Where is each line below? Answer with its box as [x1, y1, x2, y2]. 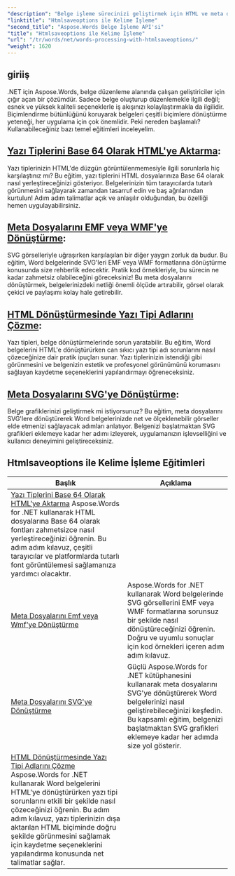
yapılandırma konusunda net [10, 849, 104, 858]
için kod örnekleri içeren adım [127, 642, 225, 651]
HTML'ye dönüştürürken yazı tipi [10, 787, 117, 797]
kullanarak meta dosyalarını [127, 679, 218, 689]
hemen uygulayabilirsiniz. [7, 201, 80, 209]
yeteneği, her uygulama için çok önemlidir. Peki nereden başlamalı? [7, 117, 201, 126]
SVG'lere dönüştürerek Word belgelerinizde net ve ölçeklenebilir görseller [7, 415, 219, 423]
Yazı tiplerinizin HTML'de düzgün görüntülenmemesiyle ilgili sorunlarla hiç [7, 164, 220, 172]
